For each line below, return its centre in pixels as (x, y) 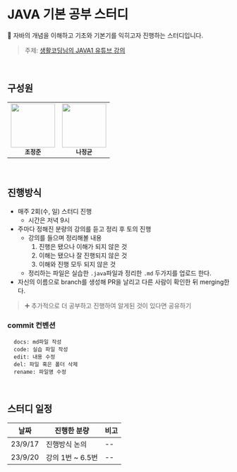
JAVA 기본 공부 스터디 (68, 14)
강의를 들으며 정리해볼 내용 (65, 238)
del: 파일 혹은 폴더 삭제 (46, 364)
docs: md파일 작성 (38, 342)
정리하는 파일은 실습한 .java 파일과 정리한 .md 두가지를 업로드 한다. (120, 273)
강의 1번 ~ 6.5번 (72, 457)
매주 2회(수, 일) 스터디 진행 (55, 211)
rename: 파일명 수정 (40, 372)
